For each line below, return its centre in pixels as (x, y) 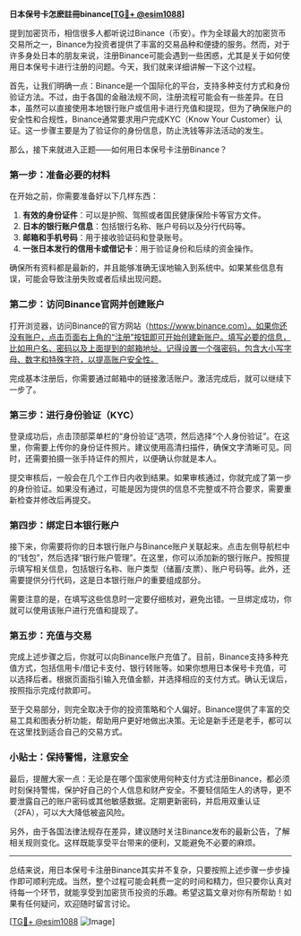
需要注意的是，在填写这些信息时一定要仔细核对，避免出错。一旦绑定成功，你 (150, 599)
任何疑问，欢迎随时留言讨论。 (80, 903)
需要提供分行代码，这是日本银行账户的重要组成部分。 (107, 580)
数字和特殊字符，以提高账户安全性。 (91, 359)
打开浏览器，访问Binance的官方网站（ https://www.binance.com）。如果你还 (149, 325)
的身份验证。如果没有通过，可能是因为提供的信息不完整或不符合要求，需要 (146, 488)
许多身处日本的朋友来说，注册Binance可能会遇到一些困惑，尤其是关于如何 (146, 56)
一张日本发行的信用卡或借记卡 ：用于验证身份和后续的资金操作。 (140, 249)
